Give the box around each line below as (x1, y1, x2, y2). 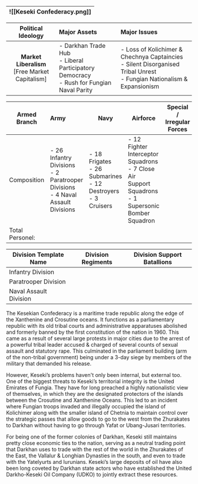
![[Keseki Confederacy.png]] (9, 8, 91, 15)
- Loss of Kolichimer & (120, 46, 183, 53)
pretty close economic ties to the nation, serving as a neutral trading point (6, 440, 186, 446)
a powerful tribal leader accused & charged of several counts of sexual (6, 341, 179, 348)
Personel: (9, 234, 35, 241)
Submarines (88, 172, 123, 180)
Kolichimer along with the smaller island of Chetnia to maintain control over (6, 409, 188, 416)
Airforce (131, 114, 156, 122)
